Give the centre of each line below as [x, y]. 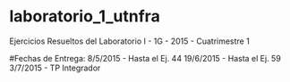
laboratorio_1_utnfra [85, 16]
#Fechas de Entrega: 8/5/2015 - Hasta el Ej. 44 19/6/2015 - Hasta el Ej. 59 [145, 58]
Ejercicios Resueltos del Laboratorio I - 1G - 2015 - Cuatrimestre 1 [130, 41]
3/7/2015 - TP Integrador [55, 68]
